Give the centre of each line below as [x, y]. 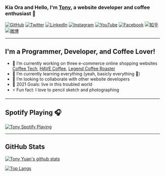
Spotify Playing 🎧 [33, 112]
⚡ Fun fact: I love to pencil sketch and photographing [66, 90]
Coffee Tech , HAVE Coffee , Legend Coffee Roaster [64, 69]
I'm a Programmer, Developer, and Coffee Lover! [80, 52]
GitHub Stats [25, 147]
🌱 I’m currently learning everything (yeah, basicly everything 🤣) [76, 74]
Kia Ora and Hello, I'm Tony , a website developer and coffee [78, 7]
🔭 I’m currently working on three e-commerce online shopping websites [85, 64]
